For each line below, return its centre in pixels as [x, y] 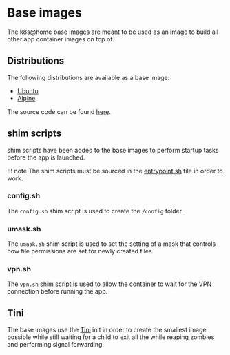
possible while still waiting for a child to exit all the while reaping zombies [111, 337]
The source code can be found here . [59, 111]
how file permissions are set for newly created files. [81, 251]
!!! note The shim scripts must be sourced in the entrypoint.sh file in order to [115, 171]
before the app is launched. [46, 157]
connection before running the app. [57, 291]
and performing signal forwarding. [56, 345]
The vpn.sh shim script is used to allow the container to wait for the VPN [109, 284]
